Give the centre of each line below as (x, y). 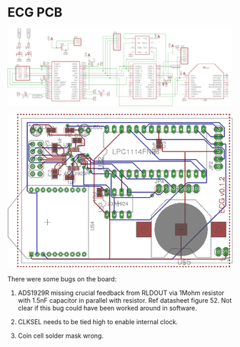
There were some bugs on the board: (62, 278)
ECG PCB (35, 12)
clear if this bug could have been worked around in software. (107, 308)
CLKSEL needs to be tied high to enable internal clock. (98, 321)
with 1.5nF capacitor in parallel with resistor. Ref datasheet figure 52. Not (125, 300)
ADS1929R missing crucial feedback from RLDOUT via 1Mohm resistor (121, 293)
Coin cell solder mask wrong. (60, 336)
